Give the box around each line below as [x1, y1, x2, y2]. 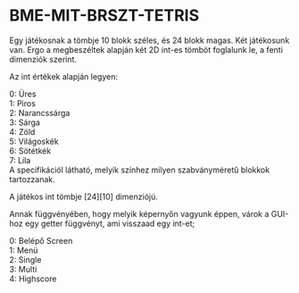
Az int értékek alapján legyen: [9, 71, 119, 81]
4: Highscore [9, 273, 57, 284]
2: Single [9, 254, 42, 264]
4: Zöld [9, 126, 36, 137]
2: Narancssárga [9, 107, 71, 118]
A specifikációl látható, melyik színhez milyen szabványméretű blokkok [9, 164, 270, 175]
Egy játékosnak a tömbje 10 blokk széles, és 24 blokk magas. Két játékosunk [9, 35, 290, 46]
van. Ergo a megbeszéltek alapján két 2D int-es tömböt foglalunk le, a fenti [9, 44, 284, 54]
